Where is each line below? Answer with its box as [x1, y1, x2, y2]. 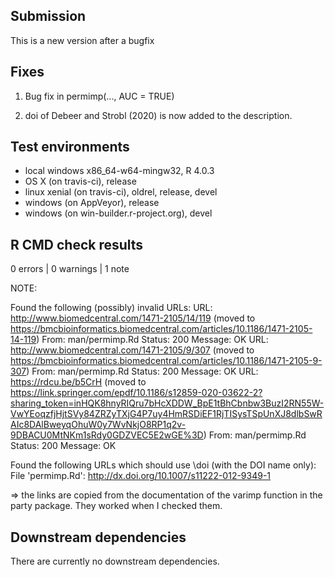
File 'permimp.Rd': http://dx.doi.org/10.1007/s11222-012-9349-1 [10, 470, 272, 482]
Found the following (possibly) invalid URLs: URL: [10, 302, 213, 314]
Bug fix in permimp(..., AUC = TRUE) [24, 90, 175, 102]
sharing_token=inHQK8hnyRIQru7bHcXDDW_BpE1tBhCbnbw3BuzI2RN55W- [10, 397, 325, 409]
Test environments [10, 139, 130, 156]
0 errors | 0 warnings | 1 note [10, 263, 130, 275]
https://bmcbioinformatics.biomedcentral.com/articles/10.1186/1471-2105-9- [10, 355, 323, 367]
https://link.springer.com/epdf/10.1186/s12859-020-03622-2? [10, 387, 263, 399]
